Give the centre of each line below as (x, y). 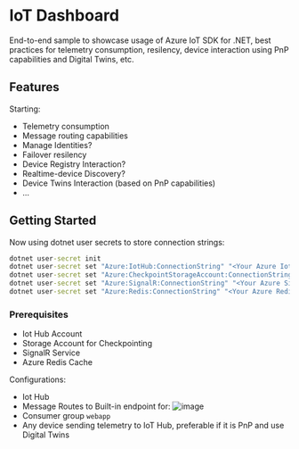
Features (34, 87)
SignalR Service (51, 353)
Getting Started (53, 221)
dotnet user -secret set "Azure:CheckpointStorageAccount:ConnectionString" (153, 275)
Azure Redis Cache (57, 362)
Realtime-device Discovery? (74, 173)
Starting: (25, 109)
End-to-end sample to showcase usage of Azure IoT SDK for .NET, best (140, 40)
